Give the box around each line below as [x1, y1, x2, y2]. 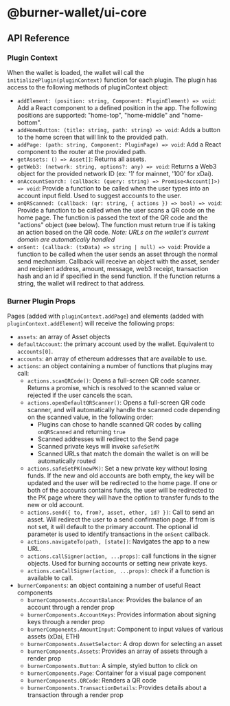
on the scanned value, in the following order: [27, 413, 154, 421]
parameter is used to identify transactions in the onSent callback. [27, 530, 211, 538]
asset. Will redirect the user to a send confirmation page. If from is [27, 515, 215, 524]
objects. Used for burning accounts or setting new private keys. [27, 559, 208, 568]
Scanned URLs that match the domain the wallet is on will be [37, 449, 209, 458]
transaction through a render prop [27, 691, 124, 699]
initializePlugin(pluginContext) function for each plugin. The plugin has [7, 76, 218, 84]
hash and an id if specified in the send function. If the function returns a [16, 272, 220, 280]
